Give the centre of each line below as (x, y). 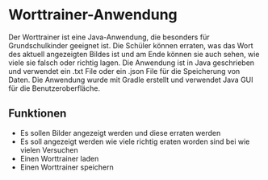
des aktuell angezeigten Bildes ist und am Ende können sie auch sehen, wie (134, 54)
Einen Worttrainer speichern (67, 167)
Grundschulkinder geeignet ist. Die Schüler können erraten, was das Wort (131, 45)
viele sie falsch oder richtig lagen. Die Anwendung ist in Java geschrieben (132, 63)
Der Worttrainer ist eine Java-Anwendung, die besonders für (109, 37)
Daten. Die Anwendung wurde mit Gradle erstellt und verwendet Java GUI (131, 80)
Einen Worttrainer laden (59, 158)
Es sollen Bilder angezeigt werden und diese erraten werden (120, 133)
